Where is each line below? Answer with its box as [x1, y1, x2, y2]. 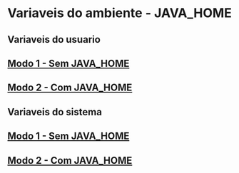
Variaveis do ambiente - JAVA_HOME [7, 5, 232, 21]
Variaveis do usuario [7, 33, 101, 46]
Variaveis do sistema [7, 105, 102, 118]
